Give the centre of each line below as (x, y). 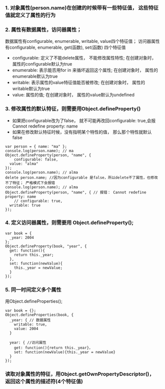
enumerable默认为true (35, 76)
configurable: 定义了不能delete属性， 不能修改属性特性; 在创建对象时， (84, 58)
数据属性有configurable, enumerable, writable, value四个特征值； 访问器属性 (82, 41)
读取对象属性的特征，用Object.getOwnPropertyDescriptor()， (80, 374)
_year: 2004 (22, 237)
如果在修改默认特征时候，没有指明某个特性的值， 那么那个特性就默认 (82, 132)
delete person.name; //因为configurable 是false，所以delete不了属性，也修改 (82, 178)
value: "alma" (24, 163)
